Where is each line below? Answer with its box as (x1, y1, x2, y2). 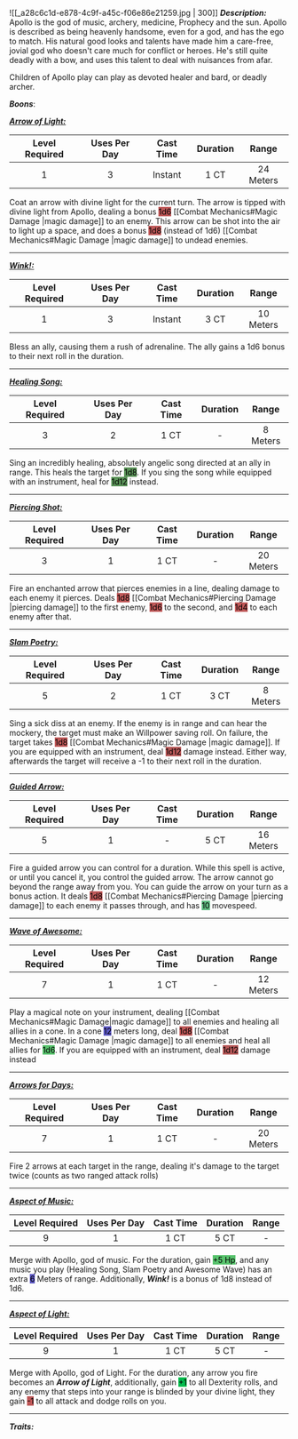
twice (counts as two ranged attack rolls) (9, 1171, 159, 1180)
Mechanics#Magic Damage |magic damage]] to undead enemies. (9, 235, 248, 245)
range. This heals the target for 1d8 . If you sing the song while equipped (9, 467, 272, 477)
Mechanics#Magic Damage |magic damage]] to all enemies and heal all (9, 1035, 271, 1045)
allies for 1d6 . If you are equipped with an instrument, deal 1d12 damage (9, 1044, 271, 1055)
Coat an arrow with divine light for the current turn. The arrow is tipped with (9, 197, 286, 207)
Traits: (9, 1421, 35, 1432)
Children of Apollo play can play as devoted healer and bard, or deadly (9, 72, 268, 83)
